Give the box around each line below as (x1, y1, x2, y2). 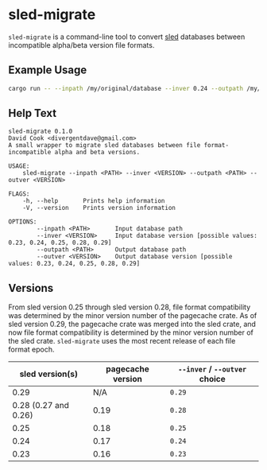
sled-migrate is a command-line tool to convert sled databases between (8, 32, 246, 41)
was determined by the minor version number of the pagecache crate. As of (8, 311, 257, 320)
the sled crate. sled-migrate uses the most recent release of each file (8, 336, 236, 346)
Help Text (8, 107, 57, 120)
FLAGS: (8, 190, 30, 198)
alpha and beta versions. (54, 149, 141, 157)
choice (199, 374, 226, 385)
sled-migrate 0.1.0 (8, 127, 73, 136)
